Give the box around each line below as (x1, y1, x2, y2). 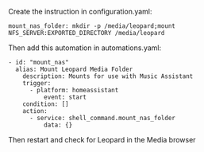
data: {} (43, 121, 73, 129)
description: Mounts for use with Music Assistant (22, 72, 194, 80)
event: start (43, 93, 87, 101)
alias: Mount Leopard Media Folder (15, 65, 133, 73)
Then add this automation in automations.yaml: (8, 43, 161, 53)
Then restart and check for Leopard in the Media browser (8, 135, 196, 144)
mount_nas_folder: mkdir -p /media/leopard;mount (8, 22, 176, 30)
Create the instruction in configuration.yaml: (8, 7, 152, 16)
